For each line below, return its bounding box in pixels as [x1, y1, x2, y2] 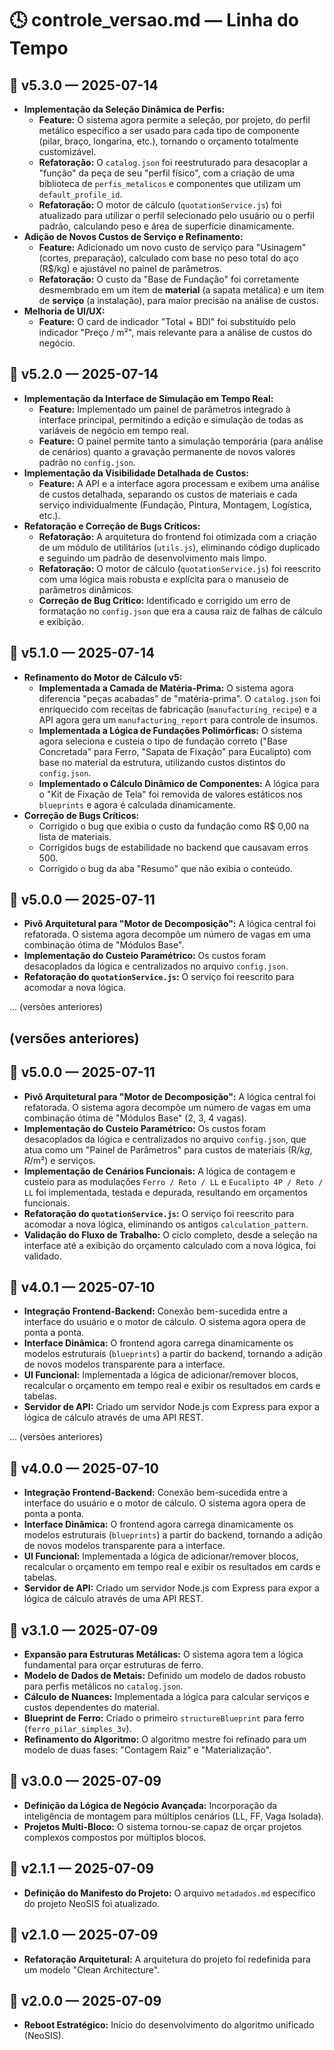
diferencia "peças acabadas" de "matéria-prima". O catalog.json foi [38, 692, 321, 704]
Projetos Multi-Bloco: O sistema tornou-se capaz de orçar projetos [23, 1820, 302, 1832]
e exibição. [38, 615, 84, 627]
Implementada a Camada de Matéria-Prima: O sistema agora [38, 682, 294, 694]
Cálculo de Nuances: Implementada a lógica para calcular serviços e [23, 1691, 310, 1703]
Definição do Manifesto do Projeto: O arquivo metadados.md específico [23, 1887, 316, 1899]
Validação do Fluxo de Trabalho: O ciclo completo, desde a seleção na [23, 1228, 318, 1241]
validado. [23, 1250, 62, 1262]
